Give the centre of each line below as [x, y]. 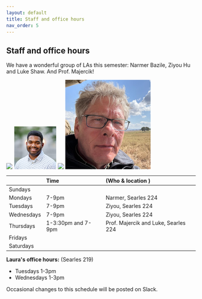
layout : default [26, 13]
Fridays [18, 238]
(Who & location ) [128, 180]
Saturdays [21, 246]
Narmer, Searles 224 [132, 198]
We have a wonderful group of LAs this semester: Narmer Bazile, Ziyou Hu [98, 65]
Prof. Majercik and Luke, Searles [145, 222]
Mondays [20, 198]
